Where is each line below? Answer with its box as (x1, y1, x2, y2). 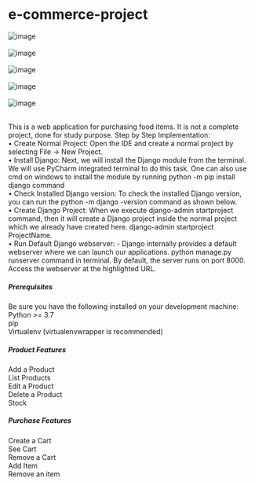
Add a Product (8, 364, 55, 374)
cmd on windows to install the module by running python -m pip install (8, 171, 235, 182)
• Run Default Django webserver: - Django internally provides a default (8, 238, 237, 248)
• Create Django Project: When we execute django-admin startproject (8, 205, 234, 215)
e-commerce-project (8, 6, 148, 24)
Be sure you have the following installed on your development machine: (8, 301, 239, 311)
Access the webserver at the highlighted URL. (8, 263, 157, 273)
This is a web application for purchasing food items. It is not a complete (8, 122, 239, 131)
